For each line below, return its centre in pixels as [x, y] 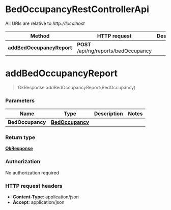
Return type [20, 137]
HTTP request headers [34, 186]
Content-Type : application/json [46, 197]
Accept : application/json [38, 202]
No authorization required [32, 172]
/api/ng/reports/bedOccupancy [114, 51]
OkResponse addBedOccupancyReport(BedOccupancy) [77, 87]
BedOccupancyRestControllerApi [77, 9]
